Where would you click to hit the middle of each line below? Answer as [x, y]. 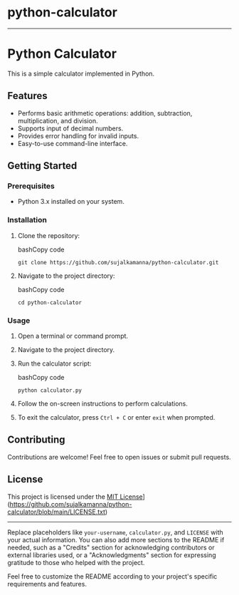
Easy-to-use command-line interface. [73, 143]
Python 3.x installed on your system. [71, 202]
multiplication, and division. [58, 120]
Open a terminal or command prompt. [73, 336]
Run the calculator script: [54, 363]
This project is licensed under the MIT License [75, 497]
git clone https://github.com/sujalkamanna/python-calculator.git [118, 262]
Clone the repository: [49, 235]
